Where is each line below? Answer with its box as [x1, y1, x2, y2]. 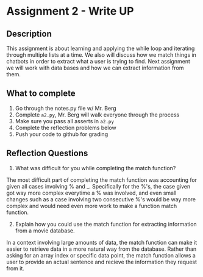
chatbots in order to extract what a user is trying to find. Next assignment [6, 58, 191, 65]
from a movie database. [15, 227, 75, 234]
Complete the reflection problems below [15, 124, 117, 131]
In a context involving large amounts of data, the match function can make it [6, 239, 198, 246]
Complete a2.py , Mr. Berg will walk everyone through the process [15, 111, 180, 118]
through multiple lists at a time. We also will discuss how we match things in [6, 51, 197, 59]
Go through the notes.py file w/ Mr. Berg [15, 104, 117, 112]
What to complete [6, 88, 76, 99]
